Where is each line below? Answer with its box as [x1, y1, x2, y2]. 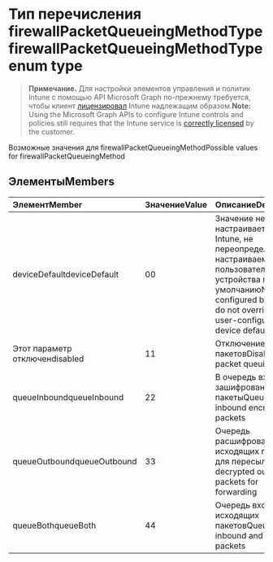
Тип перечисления [8, 5, 142, 24]
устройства [214, 273, 262, 285]
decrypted [214, 465, 255, 477]
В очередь [214, 371, 257, 382]
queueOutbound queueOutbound [12, 455, 137, 467]
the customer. [28, 127, 76, 137]
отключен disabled [12, 353, 84, 364]
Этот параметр [12, 342, 72, 354]
